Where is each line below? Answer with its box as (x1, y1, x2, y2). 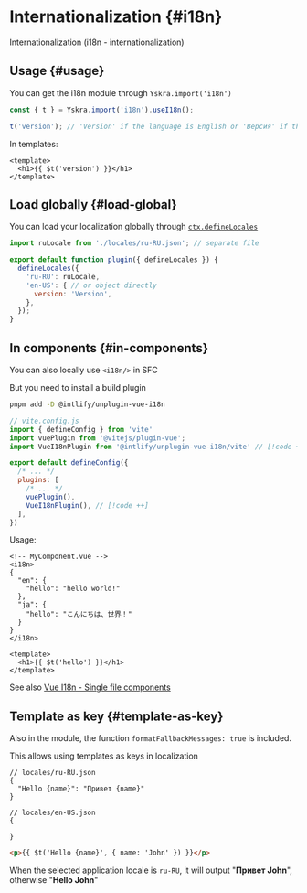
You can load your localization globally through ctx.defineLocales (9, 221, 259, 232)
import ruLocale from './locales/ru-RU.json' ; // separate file (9, 239, 259, 248)
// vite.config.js (9, 416, 79, 425)
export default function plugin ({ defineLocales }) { (9, 255, 219, 264)
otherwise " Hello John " (9, 875, 99, 886)
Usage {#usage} (9, 63, 105, 79)
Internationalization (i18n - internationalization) (9, 37, 185, 48)
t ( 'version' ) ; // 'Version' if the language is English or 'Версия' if (9, 122, 288, 131)
